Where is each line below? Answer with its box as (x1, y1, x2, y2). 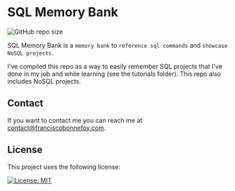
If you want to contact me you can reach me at (7, 116, 143, 124)
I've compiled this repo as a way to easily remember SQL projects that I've (7, 62, 223, 70)
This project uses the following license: (7, 162, 121, 171)
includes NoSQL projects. (7, 77, 82, 85)
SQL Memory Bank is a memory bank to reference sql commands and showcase (7, 41, 228, 49)
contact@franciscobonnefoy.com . (7, 124, 106, 132)
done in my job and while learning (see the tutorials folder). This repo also (7, 70, 222, 78)
